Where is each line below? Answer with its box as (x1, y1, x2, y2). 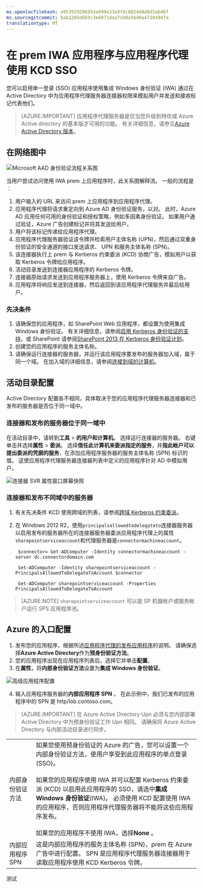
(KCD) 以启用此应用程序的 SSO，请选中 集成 (43, 784, 168, 793)
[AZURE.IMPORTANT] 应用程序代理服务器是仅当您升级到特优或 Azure (21, 113, 194, 120)
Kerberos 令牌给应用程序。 (22, 258, 89, 265)
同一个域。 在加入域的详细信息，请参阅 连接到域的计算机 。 (14, 358, 160, 366)
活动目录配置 (6, 377, 54, 388)
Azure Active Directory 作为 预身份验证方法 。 (20, 649, 132, 656)
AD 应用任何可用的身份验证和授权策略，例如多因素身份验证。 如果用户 (14, 213, 190, 220)
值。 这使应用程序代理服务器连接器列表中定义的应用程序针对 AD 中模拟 (6, 456, 182, 464)
